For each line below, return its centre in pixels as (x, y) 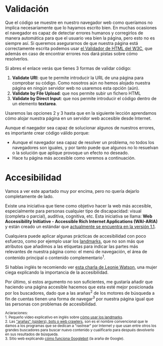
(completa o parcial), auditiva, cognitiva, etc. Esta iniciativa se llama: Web (79, 216)
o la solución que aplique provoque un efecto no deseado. (70, 153)
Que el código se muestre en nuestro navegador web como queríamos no (79, 22)
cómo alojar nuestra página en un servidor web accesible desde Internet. (78, 118)
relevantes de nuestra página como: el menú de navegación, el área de (76, 251)
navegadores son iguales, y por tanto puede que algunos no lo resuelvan (85, 147)
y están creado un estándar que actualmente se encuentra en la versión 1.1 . (81, 226)
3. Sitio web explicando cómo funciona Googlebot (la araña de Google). (65, 338)
